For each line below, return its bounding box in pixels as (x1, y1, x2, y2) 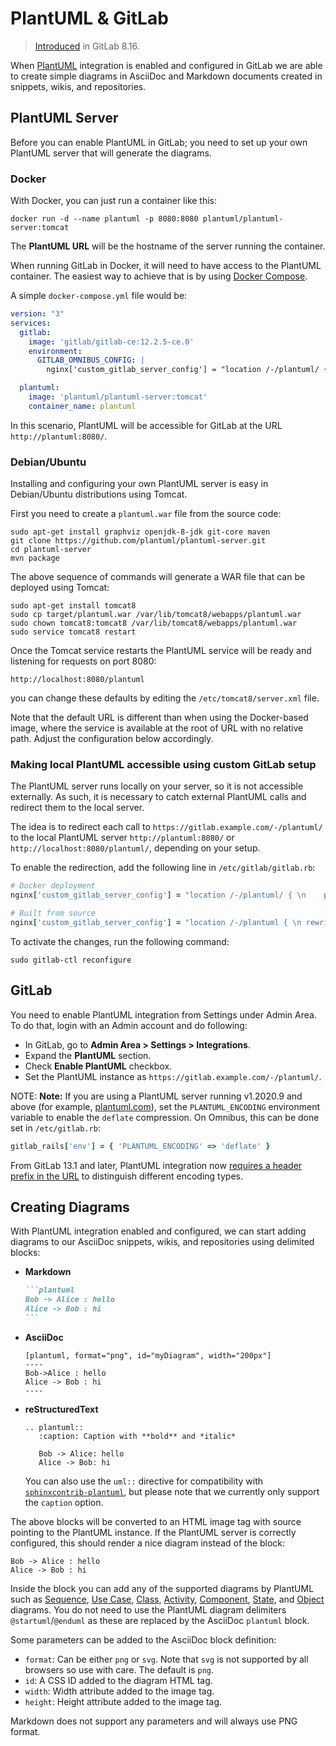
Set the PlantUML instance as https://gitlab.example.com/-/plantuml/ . (24, 1070, 322, 1082)
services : (10, 318, 52, 328)
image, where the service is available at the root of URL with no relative (10, 722, 304, 734)
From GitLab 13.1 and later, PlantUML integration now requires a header (10, 1159, 303, 1171)
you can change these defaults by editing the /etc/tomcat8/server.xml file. (10, 692, 320, 704)
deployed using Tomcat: (10, 582, 110, 594)
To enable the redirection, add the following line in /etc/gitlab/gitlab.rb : (10, 862, 316, 874)
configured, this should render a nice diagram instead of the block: (10, 1537, 286, 1549)
